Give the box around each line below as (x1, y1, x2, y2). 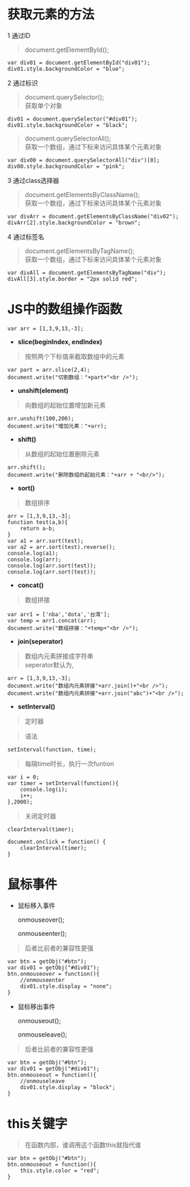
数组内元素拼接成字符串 (24, 652, 94, 660)
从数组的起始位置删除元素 (24, 450, 100, 458)
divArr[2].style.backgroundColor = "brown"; (7, 219, 141, 226)
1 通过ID (7, 31, 30, 40)
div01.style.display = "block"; (20, 1083, 116, 1091)
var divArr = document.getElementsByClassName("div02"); (7, 213, 179, 220)
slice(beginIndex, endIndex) (17, 338, 103, 346)
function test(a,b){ (7, 518, 69, 525)
